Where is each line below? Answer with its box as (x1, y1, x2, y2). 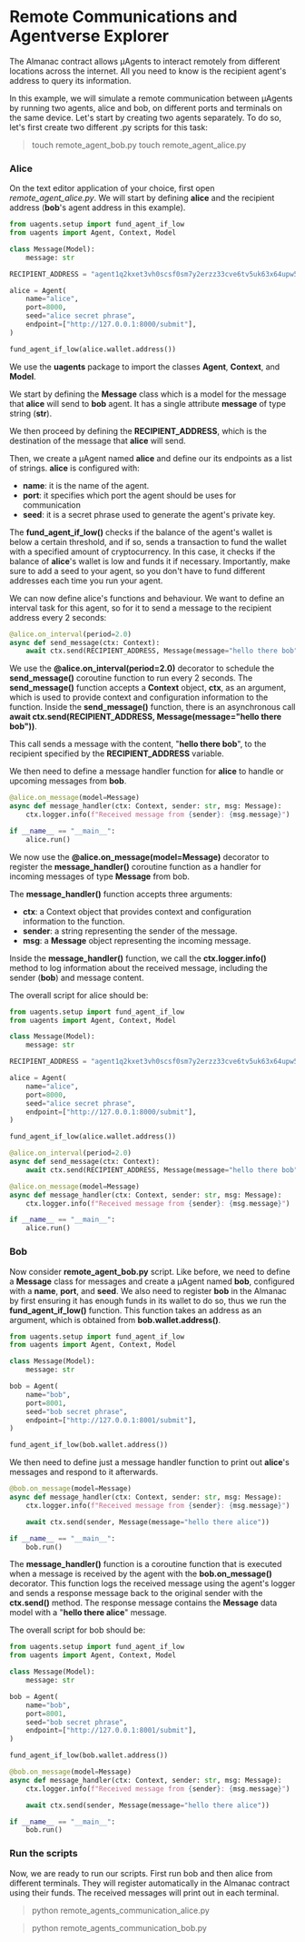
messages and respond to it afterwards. (9, 1467, 159, 1478)
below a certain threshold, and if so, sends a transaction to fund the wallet (9, 536, 288, 547)
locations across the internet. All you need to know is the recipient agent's (9, 66, 287, 76)
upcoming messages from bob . (9, 775, 127, 786)
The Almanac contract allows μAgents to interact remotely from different (9, 56, 280, 66)
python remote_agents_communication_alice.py (31, 1905, 211, 1916)
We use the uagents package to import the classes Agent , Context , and (9, 361, 280, 372)
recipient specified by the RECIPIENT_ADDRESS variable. (9, 748, 224, 759)
